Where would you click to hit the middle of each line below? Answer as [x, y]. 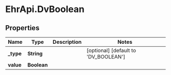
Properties [22, 28]
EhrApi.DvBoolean [45, 9]
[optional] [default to [111, 50]
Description [67, 42]
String [35, 54]
